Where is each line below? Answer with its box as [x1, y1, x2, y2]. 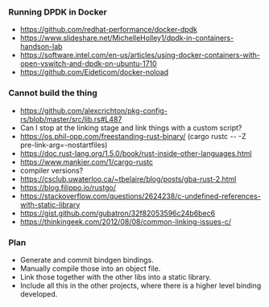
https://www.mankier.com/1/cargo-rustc [19, 157, 154, 166]
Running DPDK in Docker [8, 6, 107, 18]
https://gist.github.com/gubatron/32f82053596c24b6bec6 [19, 208, 216, 218]
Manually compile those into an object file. [19, 264, 161, 273]
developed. [19, 289, 58, 299]
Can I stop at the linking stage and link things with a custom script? [19, 123, 242, 133]
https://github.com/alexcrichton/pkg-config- [19, 105, 168, 115]
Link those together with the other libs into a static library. [19, 272, 212, 281]
